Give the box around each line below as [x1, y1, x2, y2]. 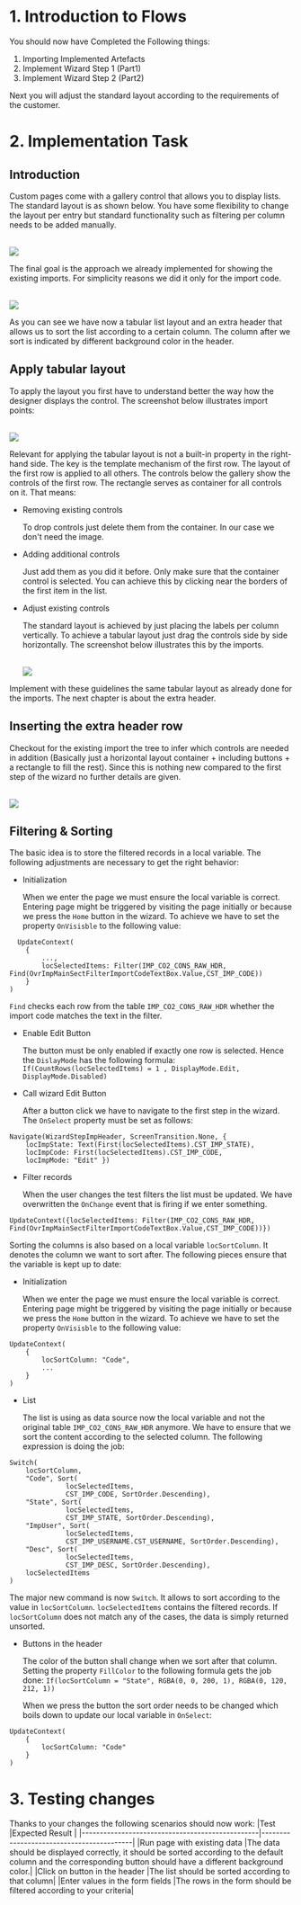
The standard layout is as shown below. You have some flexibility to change [9, 200, 289, 210]
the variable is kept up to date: [9, 1259, 122, 1270]
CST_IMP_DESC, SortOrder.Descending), [66, 1561, 211, 1570]
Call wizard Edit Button [22, 1088, 107, 1099]
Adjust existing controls [22, 603, 111, 613]
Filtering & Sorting [9, 823, 114, 838]
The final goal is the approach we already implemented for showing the [9, 263, 273, 273]
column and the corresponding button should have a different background [9, 1856, 284, 1867]
